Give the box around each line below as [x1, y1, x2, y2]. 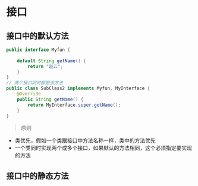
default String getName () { [17, 57, 86, 64]
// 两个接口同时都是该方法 [6, 80, 64, 86]
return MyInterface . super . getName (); [27, 102, 121, 108]
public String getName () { [17, 96, 84, 102]
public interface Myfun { [6, 47, 70, 53]
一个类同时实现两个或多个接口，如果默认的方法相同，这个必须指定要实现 [14, 145, 192, 152]
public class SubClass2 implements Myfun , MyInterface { [6, 85, 150, 92]
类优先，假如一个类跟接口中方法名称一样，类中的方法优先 [14, 137, 156, 144]
